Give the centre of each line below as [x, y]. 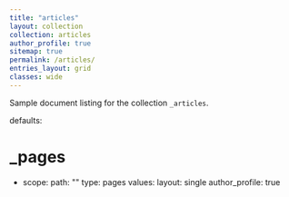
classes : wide [36, 77]
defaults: [26, 120]
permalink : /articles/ [52, 60]
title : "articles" [44, 18]
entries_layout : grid [50, 69]
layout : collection [46, 26]
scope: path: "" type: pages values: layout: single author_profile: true [151, 182]
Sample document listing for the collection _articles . [109, 103]
